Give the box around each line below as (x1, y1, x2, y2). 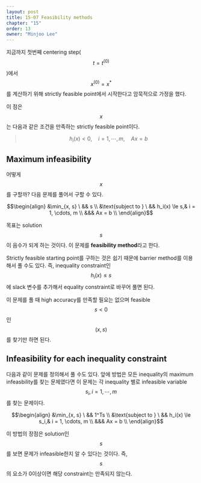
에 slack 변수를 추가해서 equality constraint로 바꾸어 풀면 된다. (6, 283, 155, 290)
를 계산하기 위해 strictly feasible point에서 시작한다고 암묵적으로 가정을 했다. (6, 90, 187, 98)
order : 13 (6, 25, 31, 32)
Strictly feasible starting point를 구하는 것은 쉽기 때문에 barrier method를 (6, 254, 182, 262)
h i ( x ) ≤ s (90, 272, 112, 280)
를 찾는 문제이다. (6, 399, 45, 407)
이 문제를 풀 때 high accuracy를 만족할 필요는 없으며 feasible (6, 296, 150, 303)
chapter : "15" (6, 20, 42, 26)
